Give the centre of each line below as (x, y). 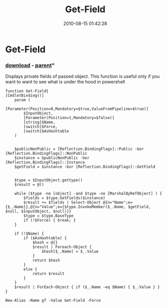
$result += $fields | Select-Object (62, 203)
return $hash (46, 261)
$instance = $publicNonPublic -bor (52, 158)
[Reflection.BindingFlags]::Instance (45, 162)
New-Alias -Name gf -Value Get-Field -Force (53, 301)
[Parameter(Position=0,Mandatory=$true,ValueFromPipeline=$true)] (77, 109)
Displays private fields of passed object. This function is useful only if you (82, 76)
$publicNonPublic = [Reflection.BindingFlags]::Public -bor (79, 149)
